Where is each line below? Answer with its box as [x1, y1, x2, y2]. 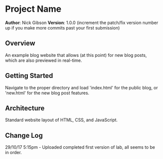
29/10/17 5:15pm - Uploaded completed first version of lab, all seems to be [5, 144, 155, 150]
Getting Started [5, 72, 53, 80]
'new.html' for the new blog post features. [5, 90, 90, 96]
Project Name [5, 3, 62, 15]
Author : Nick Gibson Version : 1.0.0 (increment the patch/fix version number [5, 20, 158, 26]
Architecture [5, 104, 45, 112]
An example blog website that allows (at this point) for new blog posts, [5, 52, 147, 58]
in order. [5, 150, 22, 156]
